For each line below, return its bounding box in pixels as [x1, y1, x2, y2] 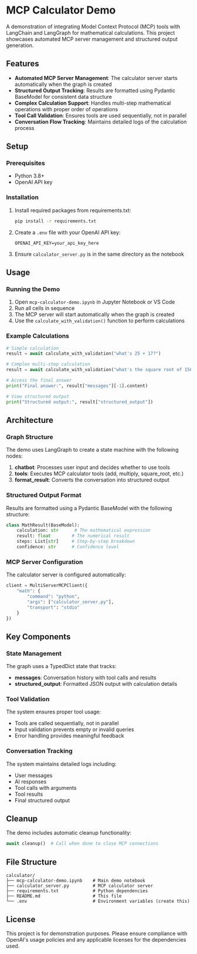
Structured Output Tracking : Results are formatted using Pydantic [14, 86, 176, 94]
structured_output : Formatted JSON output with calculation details [14, 681, 178, 688]
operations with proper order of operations [14, 105, 118, 112]
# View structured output [6, 393, 69, 399]
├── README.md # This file [6, 893, 122, 899]
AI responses [14, 778, 47, 785]
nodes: [6, 452, 23, 459]
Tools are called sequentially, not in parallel [14, 720, 119, 727]
